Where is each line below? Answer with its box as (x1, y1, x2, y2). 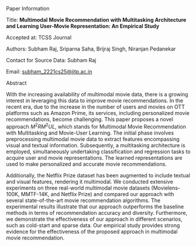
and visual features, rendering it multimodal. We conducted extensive (6, 178, 174, 185)
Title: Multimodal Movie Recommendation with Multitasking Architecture (6, 16, 187, 23)
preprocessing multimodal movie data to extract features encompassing (6, 135, 180, 143)
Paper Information (6, 5, 50, 12)
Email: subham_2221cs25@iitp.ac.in (6, 68, 92, 75)
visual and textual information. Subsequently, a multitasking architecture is (6, 141, 185, 149)
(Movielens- (151, 184, 180, 191)
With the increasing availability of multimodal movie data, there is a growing (6, 91, 188, 97)
